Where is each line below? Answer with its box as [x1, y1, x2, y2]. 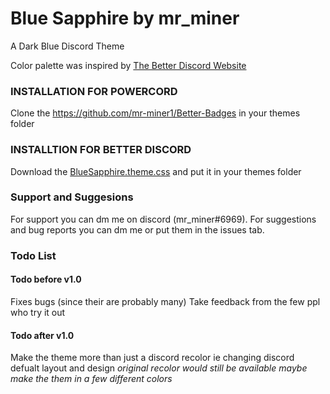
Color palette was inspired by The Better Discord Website [10, 59, 247, 71]
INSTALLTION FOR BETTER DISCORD [10, 143, 192, 157]
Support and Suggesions [10, 190, 134, 204]
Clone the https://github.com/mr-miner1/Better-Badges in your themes [10, 107, 301, 119]
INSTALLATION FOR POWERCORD [10, 84, 178, 98]
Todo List [10, 248, 57, 262]
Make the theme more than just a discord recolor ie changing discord [10, 352, 295, 364]
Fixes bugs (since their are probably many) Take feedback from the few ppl [10, 295, 321, 307]
